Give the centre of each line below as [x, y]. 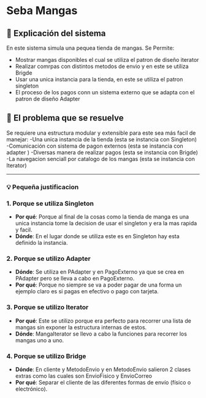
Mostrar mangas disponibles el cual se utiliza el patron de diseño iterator [107, 60]
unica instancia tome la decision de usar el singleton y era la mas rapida [106, 223]
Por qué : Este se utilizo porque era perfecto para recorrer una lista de [103, 321]
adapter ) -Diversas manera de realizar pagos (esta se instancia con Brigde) [102, 152]
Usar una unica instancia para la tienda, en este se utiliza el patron [99, 79]
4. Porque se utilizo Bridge [46, 356]
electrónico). [31, 389]
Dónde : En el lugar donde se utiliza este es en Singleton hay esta [97, 236]
